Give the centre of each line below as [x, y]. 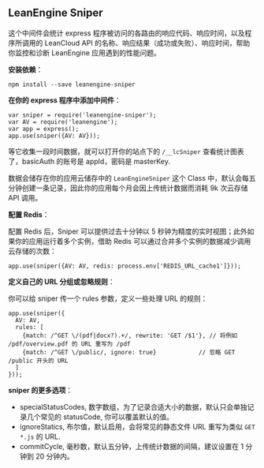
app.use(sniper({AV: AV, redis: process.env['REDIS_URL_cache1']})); [125, 266]
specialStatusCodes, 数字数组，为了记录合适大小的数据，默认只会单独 [134, 406]
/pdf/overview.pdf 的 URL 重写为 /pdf [70, 344]
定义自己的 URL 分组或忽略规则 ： [61, 281]
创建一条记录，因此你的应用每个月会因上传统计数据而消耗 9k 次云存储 [135, 188]
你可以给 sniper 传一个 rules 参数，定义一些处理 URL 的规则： [108, 298]
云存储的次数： [32, 251]
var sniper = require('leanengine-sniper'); [82, 115]
